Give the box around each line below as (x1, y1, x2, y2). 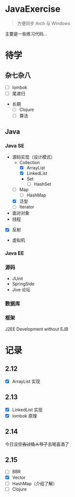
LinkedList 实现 (12, 406, 43, 412)
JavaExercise (5, 3, 61, 15)
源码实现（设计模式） (12, 154, 55, 160)
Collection (19, 159, 40, 166)
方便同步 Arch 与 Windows (17, 20, 71, 26)
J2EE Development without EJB (5, 326, 69, 332)
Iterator (19, 204, 35, 210)
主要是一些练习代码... (5, 31, 48, 36)
